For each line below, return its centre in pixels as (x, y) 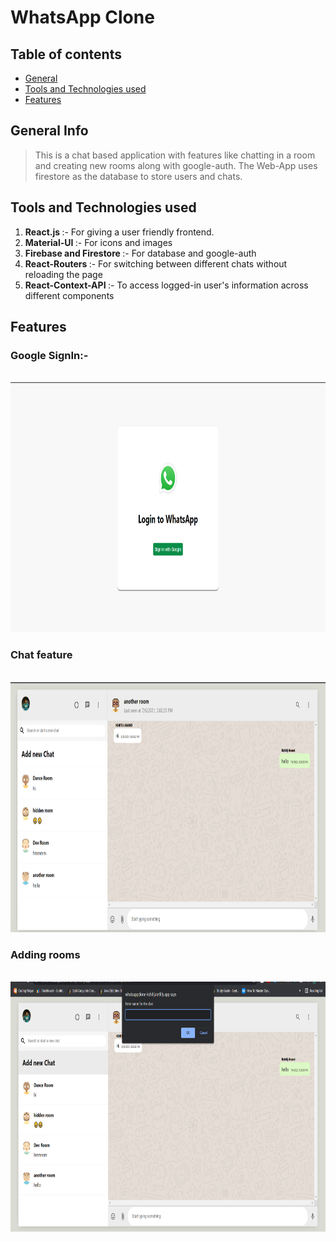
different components (69, 295)
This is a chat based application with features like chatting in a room (175, 155)
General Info (49, 131)
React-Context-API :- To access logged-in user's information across (166, 285)
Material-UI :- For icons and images (98, 242)
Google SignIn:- (49, 355)
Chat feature (41, 655)
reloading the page (63, 274)
